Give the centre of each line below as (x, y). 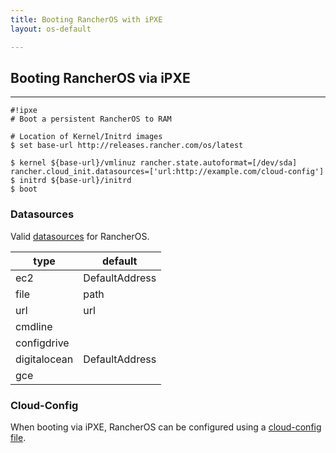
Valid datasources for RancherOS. (80, 236)
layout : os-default (51, 29)
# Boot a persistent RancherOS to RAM (91, 119)
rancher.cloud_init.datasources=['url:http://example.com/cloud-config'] (167, 172)
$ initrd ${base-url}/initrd (71, 181)
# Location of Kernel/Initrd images (86, 137)
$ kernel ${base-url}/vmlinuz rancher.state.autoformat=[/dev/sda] (154, 163)
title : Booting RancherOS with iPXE (86, 19)
